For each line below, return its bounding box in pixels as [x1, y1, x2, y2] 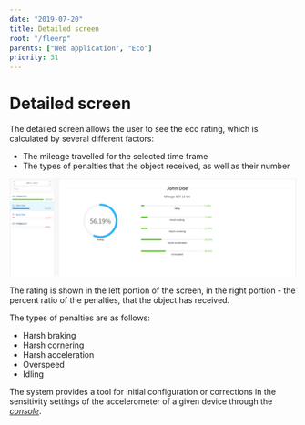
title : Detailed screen [9, 24, 100, 34]
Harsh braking [22, 330, 76, 341]
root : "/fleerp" [9, 34, 71, 43]
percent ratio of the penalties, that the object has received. [9, 295, 230, 306]
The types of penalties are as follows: [9, 312, 150, 323]
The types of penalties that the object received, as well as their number [22, 160, 290, 172]
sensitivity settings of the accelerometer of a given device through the [9, 396, 273, 407]
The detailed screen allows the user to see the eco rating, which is [9, 124, 259, 135]
